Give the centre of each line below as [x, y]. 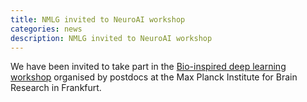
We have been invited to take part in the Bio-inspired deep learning [148, 67]
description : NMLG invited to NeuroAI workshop [111, 38]
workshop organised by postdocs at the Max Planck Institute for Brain [154, 77]
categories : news [46, 29]
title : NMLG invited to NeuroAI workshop [98, 19]
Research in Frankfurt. [56, 88]
